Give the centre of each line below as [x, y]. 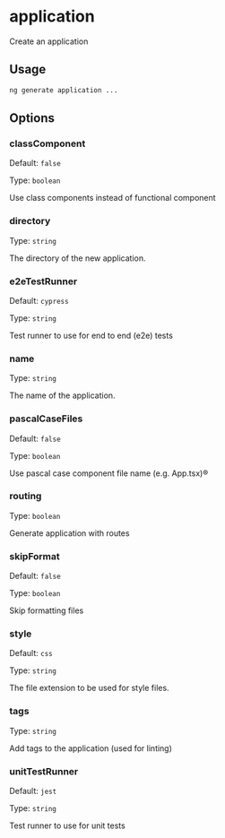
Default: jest [33, 790]
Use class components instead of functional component [113, 198]
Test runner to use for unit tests [67, 825]
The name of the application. [62, 395]
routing [26, 497]
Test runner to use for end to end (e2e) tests [91, 335]
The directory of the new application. [78, 258]
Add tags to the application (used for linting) [91, 748]
